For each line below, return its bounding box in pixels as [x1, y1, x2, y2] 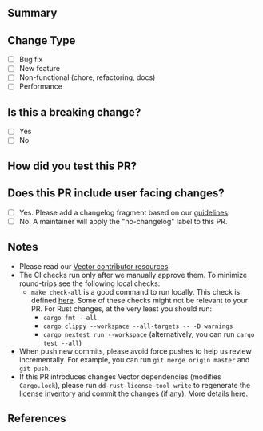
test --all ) [42, 338, 82, 347]
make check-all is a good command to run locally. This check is [30, 287, 241, 296]
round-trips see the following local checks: [18, 279, 161, 288]
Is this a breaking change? [7, 105, 141, 119]
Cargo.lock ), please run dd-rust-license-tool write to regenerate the [18, 380, 251, 389]
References [7, 411, 66, 425]
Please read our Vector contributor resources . [18, 261, 171, 271]
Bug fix [18, 55, 43, 65]
